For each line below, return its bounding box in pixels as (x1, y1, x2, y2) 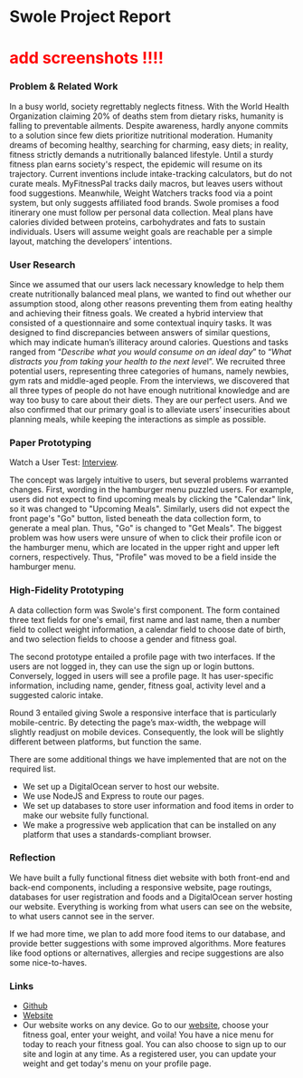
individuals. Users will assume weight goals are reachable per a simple (9, 226, 273, 237)
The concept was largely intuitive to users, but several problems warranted (9, 474, 289, 486)
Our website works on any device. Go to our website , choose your (22, 1020, 270, 1031)
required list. (9, 763, 56, 774)
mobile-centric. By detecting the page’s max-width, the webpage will (9, 716, 267, 727)
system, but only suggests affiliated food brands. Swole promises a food (9, 197, 279, 208)
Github (22, 1000, 48, 1012)
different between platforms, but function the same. (9, 736, 202, 747)
